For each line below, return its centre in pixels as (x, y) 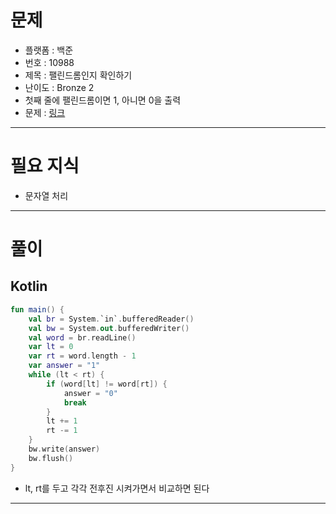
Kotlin (29, 286)
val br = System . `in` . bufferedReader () (111, 319)
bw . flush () (51, 458)
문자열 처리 (46, 195)
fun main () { (37, 309)
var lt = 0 (51, 347)
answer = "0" (90, 393)
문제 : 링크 (45, 112)
